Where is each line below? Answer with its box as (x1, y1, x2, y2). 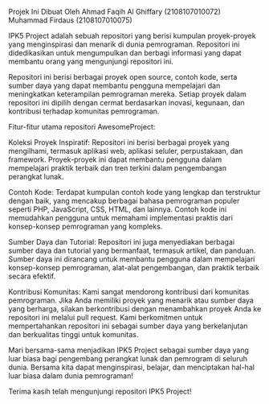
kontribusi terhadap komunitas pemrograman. (8, 106, 160, 116)
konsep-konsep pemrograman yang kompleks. (8, 221, 163, 231)
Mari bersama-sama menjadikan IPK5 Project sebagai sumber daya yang (8, 345, 249, 355)
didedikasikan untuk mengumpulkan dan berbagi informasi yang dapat (8, 48, 243, 57)
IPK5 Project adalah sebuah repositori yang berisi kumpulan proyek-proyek (8, 31, 256, 40)
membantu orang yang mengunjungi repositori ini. (8, 56, 174, 66)
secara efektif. (8, 271, 56, 281)
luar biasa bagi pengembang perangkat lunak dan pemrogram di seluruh (8, 354, 247, 363)
